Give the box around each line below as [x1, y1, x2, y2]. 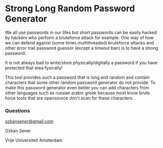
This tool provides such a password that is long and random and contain [5, 74, 150, 80]
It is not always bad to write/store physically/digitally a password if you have [5, 60, 158, 65]
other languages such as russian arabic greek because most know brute [5, 90, 150, 96]
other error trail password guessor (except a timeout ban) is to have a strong [5, 45, 159, 51]
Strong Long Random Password [5, 3, 135, 14]
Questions [5, 107, 30, 114]
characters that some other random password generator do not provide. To [5, 79, 156, 85]
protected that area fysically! [5, 64, 63, 71]
